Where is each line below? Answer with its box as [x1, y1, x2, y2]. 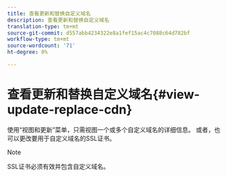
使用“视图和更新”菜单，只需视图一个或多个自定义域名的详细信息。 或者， [7, 125, 215, 133]
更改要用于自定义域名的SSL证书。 [19, 134, 116, 142]
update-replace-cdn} [7, 102, 133, 118]
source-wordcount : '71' [7, 42, 76, 49]
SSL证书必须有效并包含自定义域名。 [7, 162, 109, 170]
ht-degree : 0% [7, 49, 48, 56]
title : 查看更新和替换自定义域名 [7, 10, 91, 17]
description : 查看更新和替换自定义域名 [7, 17, 109, 24]
